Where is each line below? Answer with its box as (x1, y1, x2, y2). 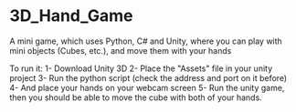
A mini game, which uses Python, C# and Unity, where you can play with (9, 36, 283, 46)
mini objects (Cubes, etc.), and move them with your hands (9, 45, 232, 56)
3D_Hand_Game (9, 5, 133, 26)
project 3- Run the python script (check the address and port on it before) (9, 72, 288, 83)
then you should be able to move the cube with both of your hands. (9, 92, 262, 103)
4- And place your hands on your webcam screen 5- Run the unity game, (9, 82, 285, 93)
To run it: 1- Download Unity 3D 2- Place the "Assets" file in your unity (9, 63, 273, 74)
